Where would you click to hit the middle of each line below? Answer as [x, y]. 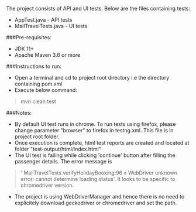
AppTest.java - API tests [43, 20]
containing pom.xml [38, 84]
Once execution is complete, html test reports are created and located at [102, 143]
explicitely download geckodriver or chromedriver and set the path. [96, 203]
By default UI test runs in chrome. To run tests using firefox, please [95, 124]
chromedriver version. [47, 185]
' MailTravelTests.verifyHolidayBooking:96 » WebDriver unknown [99, 173]
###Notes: [19, 113]
